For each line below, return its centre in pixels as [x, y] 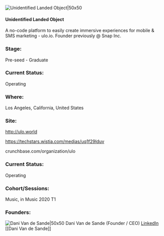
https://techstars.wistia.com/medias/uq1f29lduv [55, 141]
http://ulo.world [21, 132]
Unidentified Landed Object [35, 19]
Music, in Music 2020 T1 [31, 199]
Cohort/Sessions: [27, 188]
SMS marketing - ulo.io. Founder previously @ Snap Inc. [63, 36]
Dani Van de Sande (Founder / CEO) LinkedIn [112, 223]
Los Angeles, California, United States [45, 108]
